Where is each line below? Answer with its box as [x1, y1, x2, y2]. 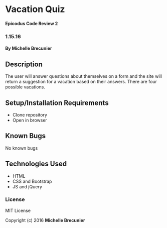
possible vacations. [5, 84, 45, 90]
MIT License [5, 207, 31, 213]
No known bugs [5, 145, 38, 151]
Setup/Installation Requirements [5, 98, 109, 107]
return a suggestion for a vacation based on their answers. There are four [5, 79, 157, 85]
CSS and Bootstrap [12, 178, 52, 184]
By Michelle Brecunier [5, 45, 52, 51]
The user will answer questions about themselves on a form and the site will [5, 73, 162, 79]
